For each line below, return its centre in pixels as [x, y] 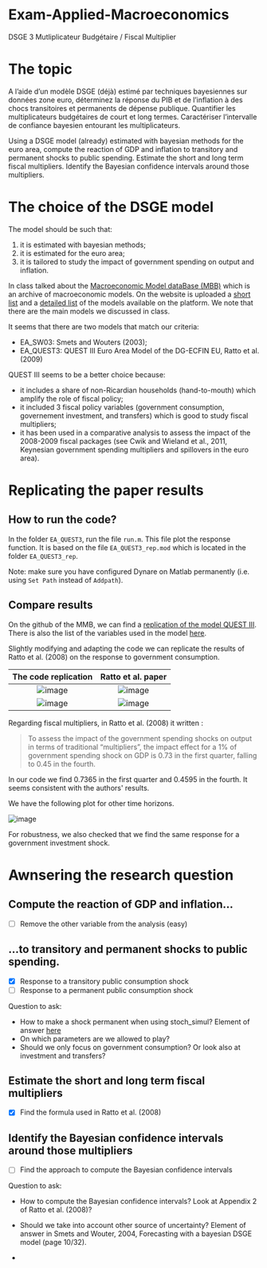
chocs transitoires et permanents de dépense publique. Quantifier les [122, 108]
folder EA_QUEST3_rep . [43, 556]
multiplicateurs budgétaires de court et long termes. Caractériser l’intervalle [133, 117]
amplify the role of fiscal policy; [71, 398]
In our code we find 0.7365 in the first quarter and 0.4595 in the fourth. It [128, 779]
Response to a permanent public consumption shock [106, 990]
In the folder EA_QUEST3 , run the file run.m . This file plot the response [120, 539]
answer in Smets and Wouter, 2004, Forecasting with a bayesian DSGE [136, 1234]
